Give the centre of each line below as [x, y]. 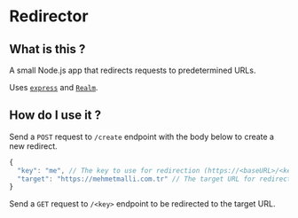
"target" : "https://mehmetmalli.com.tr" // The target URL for [136, 179]
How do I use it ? [55, 116]
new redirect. [33, 146]
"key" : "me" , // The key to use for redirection [109, 170]
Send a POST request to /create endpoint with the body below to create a [142, 136]
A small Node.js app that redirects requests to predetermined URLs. [133, 70]
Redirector [49, 16]
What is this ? [47, 49]
